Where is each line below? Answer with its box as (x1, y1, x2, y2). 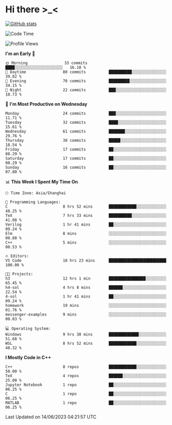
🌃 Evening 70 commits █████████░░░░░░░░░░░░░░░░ (5, 78, 167, 83)
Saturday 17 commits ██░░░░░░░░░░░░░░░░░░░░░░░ (5, 156, 167, 161)
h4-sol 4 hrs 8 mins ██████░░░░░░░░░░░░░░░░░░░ (5, 285, 167, 290)
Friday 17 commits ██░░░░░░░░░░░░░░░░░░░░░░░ (5, 146, 167, 152)
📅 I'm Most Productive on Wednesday (5, 101, 87, 107)
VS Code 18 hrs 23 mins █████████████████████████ (5, 258, 167, 263)
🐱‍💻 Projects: (5, 271, 33, 276)
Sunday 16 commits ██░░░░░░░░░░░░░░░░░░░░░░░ (5, 164, 167, 170)
